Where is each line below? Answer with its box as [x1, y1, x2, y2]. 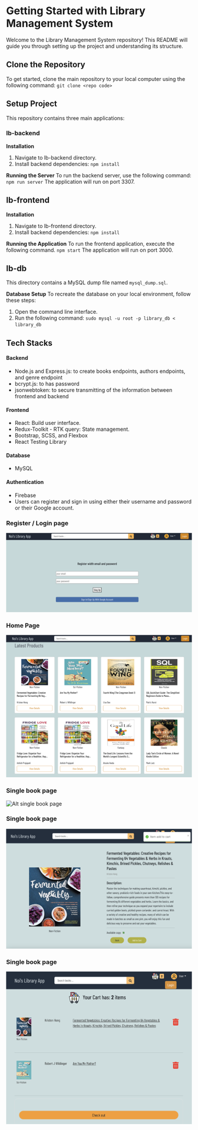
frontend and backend [14, 393, 69, 400]
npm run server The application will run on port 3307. [6, 178, 135, 185]
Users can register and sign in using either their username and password [14, 498, 192, 505]
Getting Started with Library [6, 4, 146, 18]
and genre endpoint [14, 374, 63, 381]
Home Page [6, 621, 40, 629]
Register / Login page [6, 519, 69, 527]
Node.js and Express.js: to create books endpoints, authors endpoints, [14, 368, 186, 375]
